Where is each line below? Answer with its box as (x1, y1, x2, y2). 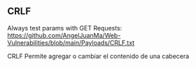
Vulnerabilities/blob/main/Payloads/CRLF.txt (7, 38, 135, 47)
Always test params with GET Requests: (7, 23, 122, 32)
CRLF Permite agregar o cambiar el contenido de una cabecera (7, 52, 190, 60)
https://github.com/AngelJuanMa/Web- (7, 31, 121, 39)
